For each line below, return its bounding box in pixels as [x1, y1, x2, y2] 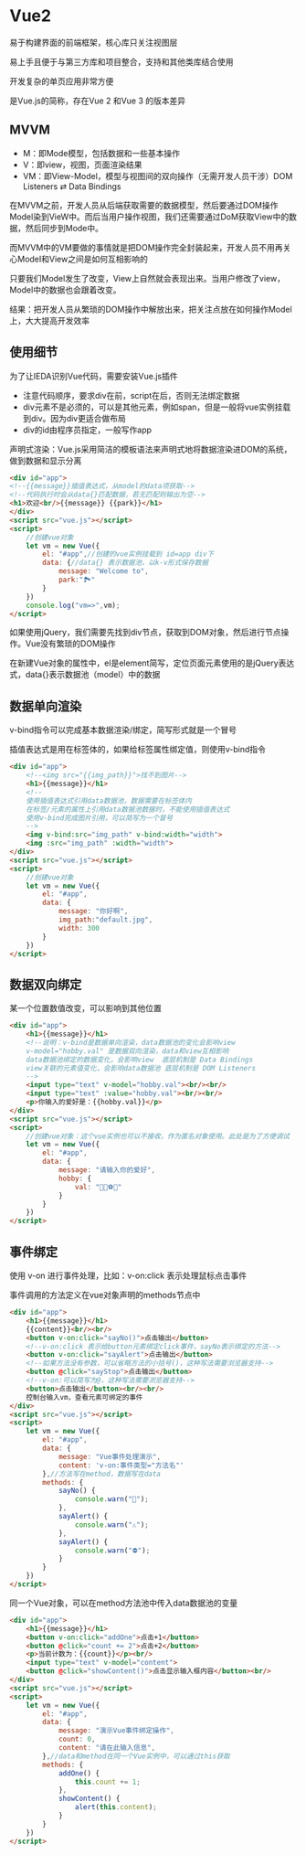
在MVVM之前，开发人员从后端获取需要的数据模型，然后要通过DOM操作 [9, 199, 279, 210]
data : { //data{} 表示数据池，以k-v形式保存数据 [42, 559, 208, 568]
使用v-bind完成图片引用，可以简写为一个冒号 [26, 813, 174, 823]
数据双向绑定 [9, 976, 82, 992]
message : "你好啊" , [58, 907, 129, 916]
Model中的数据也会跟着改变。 [9, 284, 121, 295]
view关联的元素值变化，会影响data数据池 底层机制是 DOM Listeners [26, 1063, 257, 1072]
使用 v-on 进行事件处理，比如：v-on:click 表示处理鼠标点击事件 [9, 1270, 248, 1281]
